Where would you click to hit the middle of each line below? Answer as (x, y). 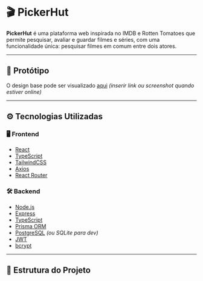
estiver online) (24, 91)
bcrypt (23, 245)
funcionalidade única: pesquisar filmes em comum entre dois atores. (92, 46)
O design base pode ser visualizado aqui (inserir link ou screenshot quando (100, 85)
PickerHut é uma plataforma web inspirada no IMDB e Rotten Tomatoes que (101, 33)
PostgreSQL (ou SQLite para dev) (56, 233)
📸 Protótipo (28, 71)
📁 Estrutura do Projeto (48, 270)
